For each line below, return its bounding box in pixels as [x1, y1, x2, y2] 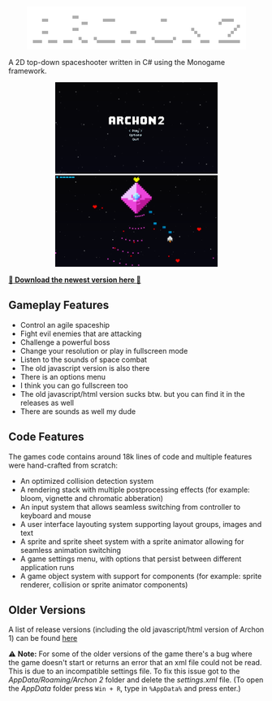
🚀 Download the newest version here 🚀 [8, 275, 141, 285]
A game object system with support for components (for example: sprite [19, 571, 262, 581]
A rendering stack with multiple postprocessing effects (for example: [19, 485, 250, 494]
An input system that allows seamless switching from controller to [19, 502, 241, 512]
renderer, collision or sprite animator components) [19, 580, 188, 590]
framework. [8, 66, 47, 76]
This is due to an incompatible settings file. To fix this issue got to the [8, 666, 240, 677]
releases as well [19, 398, 75, 407]
